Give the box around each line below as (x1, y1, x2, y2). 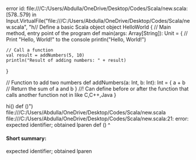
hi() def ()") (6, 103, 33, 110)
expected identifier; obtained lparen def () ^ (6, 121, 111, 128)
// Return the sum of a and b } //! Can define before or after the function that (6, 85, 189, 92)
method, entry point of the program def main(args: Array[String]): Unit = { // (6, 30, 188, 37)
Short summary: (6, 134, 47, 142)
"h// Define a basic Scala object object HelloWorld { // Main (29, 23, 171, 30)
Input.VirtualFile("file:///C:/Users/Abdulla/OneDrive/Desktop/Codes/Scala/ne (6, 18, 190, 24)
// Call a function (6, 47, 54, 53)
